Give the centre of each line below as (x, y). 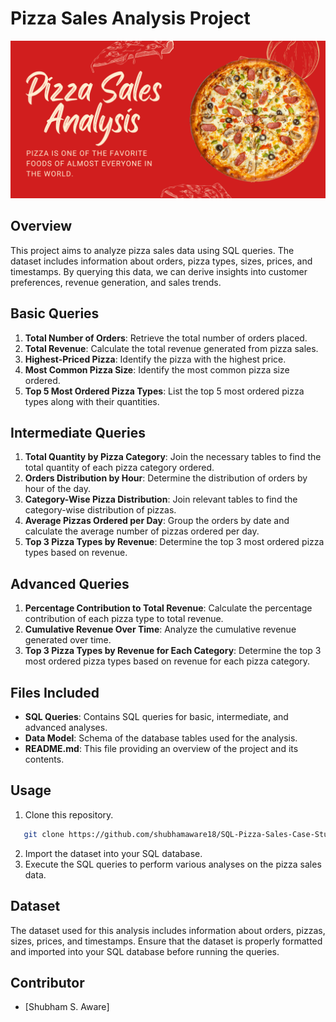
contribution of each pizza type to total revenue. (124, 619)
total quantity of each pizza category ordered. (119, 468)
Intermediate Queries (78, 432)
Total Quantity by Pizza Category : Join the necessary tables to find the (173, 457)
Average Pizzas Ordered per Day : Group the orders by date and (157, 521)
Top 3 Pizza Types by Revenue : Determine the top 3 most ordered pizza (174, 542)
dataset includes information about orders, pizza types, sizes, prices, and (161, 261)
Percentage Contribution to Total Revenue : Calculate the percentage (168, 608)
